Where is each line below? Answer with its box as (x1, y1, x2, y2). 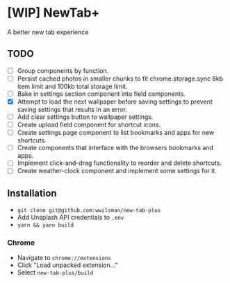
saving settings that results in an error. (17, 106, 127, 113)
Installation (7, 187, 57, 199)
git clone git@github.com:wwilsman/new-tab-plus (17, 207, 161, 214)
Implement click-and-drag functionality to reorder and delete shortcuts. (17, 159, 222, 168)
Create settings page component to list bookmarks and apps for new (17, 129, 215, 137)
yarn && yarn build (17, 222, 74, 229)
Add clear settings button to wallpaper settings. (17, 113, 154, 121)
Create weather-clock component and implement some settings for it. (17, 167, 217, 175)
